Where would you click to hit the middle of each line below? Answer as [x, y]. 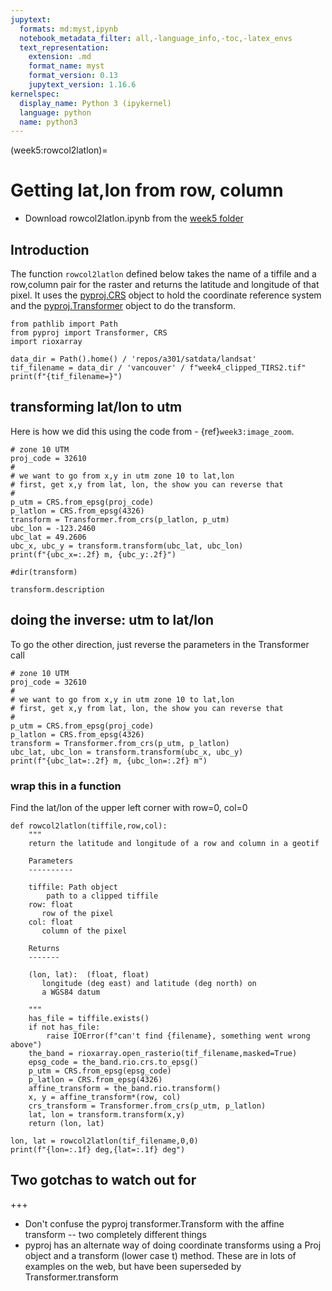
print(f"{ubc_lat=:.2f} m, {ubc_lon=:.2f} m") [109, 761]
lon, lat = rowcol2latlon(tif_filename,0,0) [104, 1141]
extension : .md [60, 57]
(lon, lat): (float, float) [89, 974]
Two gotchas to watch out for [103, 1180]
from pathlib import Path [64, 324]
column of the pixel [84, 931]
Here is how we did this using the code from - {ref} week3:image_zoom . [152, 431]
